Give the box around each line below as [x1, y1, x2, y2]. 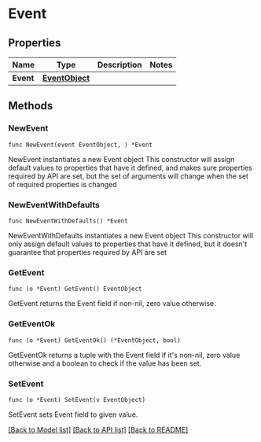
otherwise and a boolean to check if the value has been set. [8, 359, 202, 368]
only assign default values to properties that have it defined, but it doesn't [8, 239, 248, 249]
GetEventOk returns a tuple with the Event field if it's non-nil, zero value [8, 350, 241, 359]
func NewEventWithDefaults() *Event [8, 217, 128, 225]
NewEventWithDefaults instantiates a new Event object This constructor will [8, 230, 254, 240]
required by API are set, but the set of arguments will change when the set [8, 171, 249, 181]
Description [97, 60, 142, 70]
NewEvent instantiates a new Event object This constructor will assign [8, 154, 235, 164]
